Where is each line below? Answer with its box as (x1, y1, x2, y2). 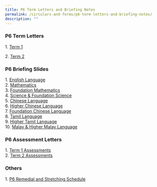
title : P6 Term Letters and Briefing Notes (5, 7, 96, 12)
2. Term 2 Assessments (5, 153, 53, 158)
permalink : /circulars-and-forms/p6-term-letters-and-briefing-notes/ (5, 12, 153, 17)
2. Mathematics (5, 82, 37, 88)
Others (5, 165, 22, 172)
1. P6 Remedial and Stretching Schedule (5, 176, 86, 182)
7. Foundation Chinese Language (5, 108, 72, 114)
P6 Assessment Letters (5, 136, 62, 143)
